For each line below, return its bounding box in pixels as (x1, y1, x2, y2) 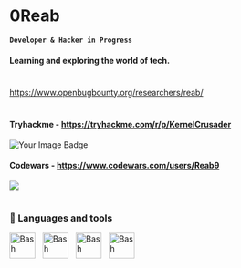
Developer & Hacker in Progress (9, 36, 132, 45)
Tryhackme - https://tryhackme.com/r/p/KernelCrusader (9, 119, 232, 129)
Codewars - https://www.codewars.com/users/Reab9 (9, 160, 220, 171)
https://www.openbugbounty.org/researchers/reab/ (9, 87, 204, 98)
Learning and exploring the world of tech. (9, 55, 171, 66)
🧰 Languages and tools (9, 211, 113, 224)
